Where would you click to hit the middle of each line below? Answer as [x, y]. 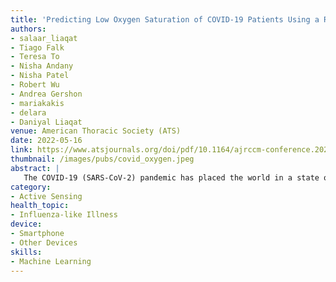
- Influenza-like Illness [64, 215]
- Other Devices [44, 242]
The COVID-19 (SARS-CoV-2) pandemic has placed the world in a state [171, 177]
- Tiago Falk [37, 47]
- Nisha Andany [42, 66]
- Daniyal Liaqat [46, 122]
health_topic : [40, 206]
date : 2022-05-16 [46, 141]
